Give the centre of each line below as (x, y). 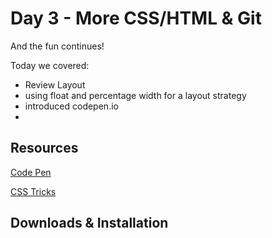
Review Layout (55, 84)
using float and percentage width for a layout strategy (135, 95)
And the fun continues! (57, 46)
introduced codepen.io (71, 106)
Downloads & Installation (89, 223)
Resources (44, 148)
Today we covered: (50, 65)
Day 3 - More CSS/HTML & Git (136, 18)
